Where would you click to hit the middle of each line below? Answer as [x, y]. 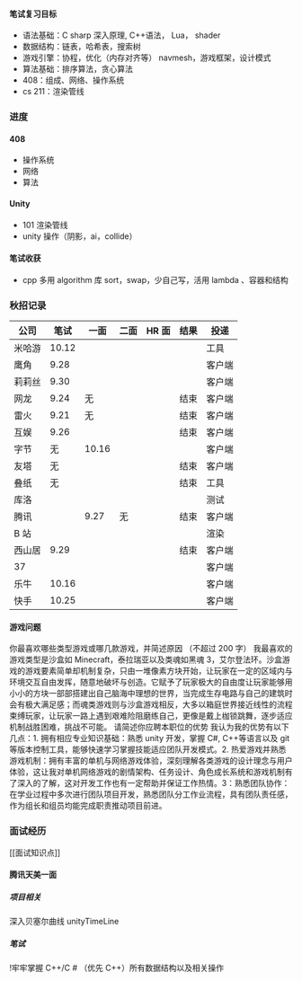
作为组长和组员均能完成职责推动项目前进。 [88, 806]
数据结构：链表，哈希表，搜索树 [81, 47]
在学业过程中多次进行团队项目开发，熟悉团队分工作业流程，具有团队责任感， [151, 794]
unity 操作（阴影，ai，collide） [80, 236]
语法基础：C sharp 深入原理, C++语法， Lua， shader [121, 35]
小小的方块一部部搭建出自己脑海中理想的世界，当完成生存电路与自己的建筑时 [151, 694]
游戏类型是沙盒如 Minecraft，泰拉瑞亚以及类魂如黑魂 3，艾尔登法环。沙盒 [146, 659]
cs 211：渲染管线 [53, 92]
